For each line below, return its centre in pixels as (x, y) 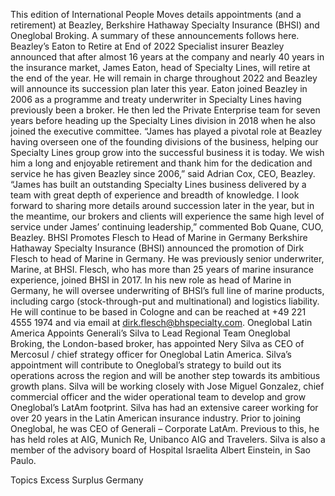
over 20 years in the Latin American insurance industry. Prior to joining (156, 418)
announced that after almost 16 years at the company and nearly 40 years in (167, 57)
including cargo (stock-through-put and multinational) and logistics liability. (165, 301)
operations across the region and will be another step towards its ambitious (165, 375)
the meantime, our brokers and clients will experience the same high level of (167, 216)
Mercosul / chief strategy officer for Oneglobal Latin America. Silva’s (151, 354)
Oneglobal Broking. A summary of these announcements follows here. (155, 35)
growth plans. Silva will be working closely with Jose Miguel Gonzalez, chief (167, 386)
